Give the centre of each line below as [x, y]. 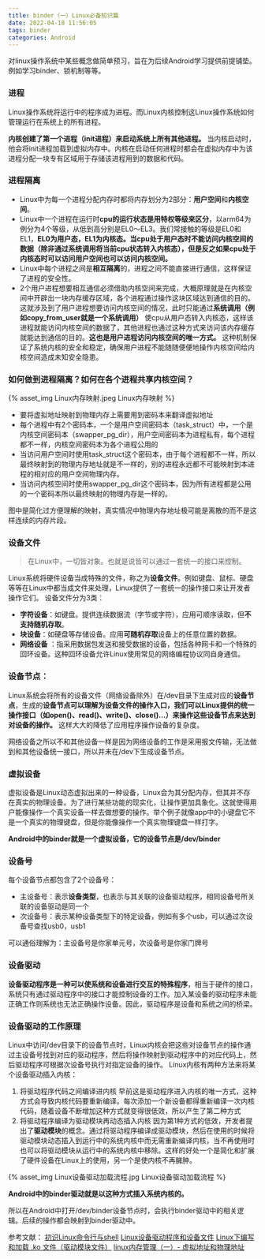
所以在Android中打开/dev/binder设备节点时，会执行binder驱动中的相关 [123, 1210]
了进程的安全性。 [47, 278]
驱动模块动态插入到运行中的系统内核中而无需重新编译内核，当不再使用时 [137, 1140]
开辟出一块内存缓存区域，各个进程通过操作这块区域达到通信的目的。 [144, 297]
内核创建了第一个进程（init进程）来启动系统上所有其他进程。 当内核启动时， [132, 138]
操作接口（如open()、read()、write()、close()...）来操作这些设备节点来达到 [132, 715]
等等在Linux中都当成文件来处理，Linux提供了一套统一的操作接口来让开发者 [129, 588]
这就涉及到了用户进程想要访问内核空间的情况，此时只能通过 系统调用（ [134, 308]
